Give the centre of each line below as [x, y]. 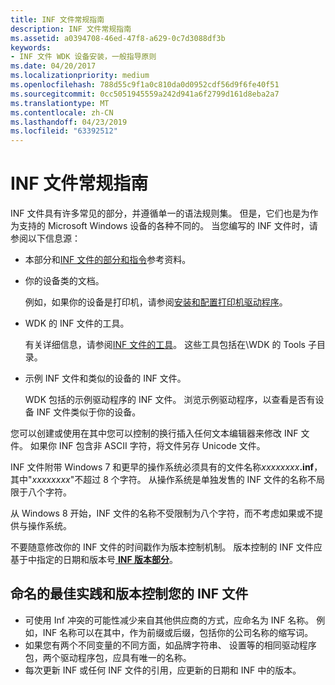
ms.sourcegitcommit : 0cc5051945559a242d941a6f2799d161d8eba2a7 [145, 94]
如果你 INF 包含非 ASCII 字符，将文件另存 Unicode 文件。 [147, 446]
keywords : [31, 47]
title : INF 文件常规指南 [57, 19]
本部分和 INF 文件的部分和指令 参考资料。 [108, 260]
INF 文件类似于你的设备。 [89, 412]
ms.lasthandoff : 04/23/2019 [69, 122]
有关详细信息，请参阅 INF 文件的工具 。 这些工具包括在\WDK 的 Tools [165, 345]
